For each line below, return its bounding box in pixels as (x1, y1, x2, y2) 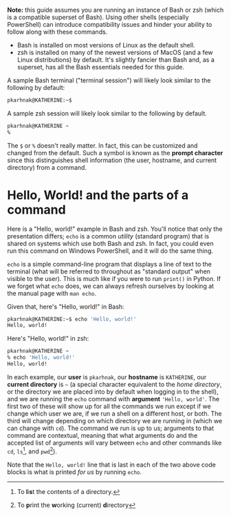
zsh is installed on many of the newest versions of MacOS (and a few (16, 48, 213, 56)
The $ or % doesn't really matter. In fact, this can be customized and (7, 141, 198, 150)
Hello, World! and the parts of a (7, 187, 189, 203)
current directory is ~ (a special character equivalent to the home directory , (7, 380, 222, 388)
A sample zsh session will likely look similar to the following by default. (7, 109, 208, 117)
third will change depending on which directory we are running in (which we (7, 416, 223, 425)
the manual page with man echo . (7, 289, 97, 298)
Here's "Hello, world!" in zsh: (7, 335, 89, 343)
